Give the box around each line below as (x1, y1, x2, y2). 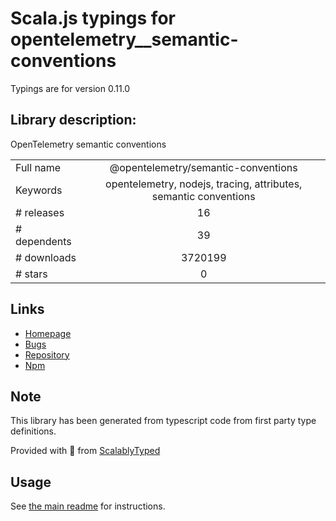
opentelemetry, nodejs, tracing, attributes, (105, 177, 303, 191)
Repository (24, 348, 70, 361)
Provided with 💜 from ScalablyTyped (10, 445, 161, 457)
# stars (15, 267, 48, 281)
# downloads (15, 250, 77, 264)
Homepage (24, 327, 72, 339)
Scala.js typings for (10, 7, 176, 30)
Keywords (15, 183, 63, 197)
